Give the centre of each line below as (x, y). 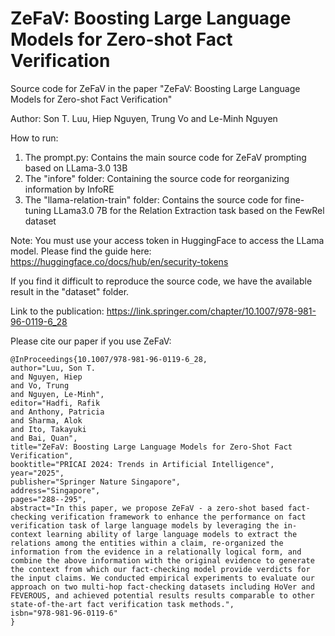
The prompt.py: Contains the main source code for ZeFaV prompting (165, 157)
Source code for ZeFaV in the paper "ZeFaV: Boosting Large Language (155, 88)
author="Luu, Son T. (53, 368)
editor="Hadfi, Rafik (55, 403)
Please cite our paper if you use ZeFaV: (91, 341)
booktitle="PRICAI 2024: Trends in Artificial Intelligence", (142, 464)
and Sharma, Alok (46, 420)
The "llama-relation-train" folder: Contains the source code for (153, 199)
